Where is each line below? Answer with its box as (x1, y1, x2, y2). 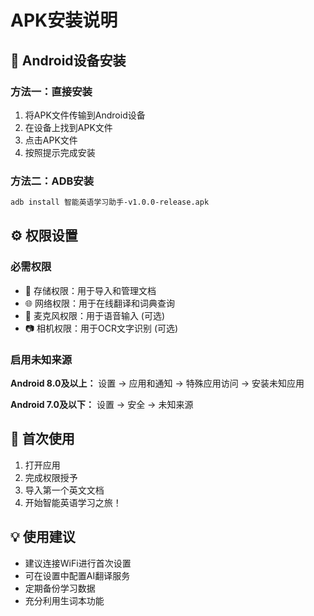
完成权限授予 (24, 471, 78, 483)
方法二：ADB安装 (10, 174, 95, 188)
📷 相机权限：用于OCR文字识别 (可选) (24, 322, 179, 334)
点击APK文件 (24, 134, 78, 146)
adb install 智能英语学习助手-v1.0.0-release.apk (10, 197, 210, 208)
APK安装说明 (10, 9, 118, 32)
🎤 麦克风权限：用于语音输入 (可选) (24, 309, 166, 321)
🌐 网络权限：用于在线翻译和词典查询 (24, 297, 175, 309)
